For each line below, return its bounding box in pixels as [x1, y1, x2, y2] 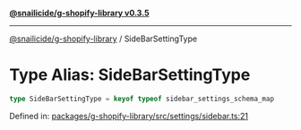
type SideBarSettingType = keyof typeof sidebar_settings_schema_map [9, 94, 275, 103]
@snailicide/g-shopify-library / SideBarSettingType [9, 33, 198, 44]
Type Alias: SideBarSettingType [9, 65, 251, 85]
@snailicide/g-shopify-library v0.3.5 [9, 8, 150, 18]
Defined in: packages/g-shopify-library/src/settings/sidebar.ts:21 [9, 110, 249, 121]
